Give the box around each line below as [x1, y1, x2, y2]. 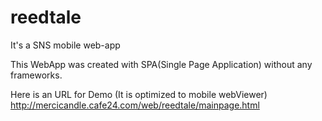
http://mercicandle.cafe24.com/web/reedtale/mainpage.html [10, 99, 260, 111]
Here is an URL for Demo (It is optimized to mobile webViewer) [10, 88, 268, 100]
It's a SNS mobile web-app [10, 39, 121, 51]
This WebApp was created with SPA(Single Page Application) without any [10, 58, 313, 70]
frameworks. [10, 69, 63, 81]
